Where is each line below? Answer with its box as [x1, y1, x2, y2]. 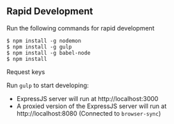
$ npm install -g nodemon [6, 37, 81, 44]
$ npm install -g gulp [6, 43, 72, 51]
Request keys [6, 67, 46, 76]
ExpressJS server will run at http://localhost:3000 [16, 94, 159, 103]
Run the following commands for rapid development [6, 24, 155, 32]
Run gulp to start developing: [6, 81, 89, 89]
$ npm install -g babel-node [6, 49, 91, 56]
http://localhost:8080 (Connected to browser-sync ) [16, 109, 162, 117]
